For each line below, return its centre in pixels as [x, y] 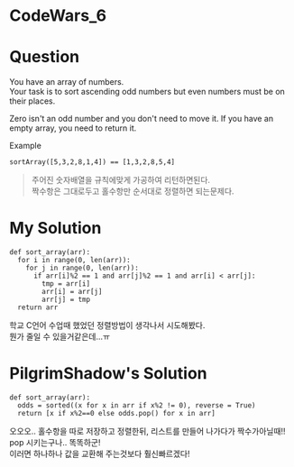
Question [44, 57]
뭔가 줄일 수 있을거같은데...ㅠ [60, 337]
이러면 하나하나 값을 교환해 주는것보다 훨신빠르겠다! [100, 453]
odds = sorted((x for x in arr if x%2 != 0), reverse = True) [137, 406]
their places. [32, 101]
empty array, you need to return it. [73, 128]
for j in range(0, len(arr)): [83, 268]
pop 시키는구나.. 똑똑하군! [55, 442]
